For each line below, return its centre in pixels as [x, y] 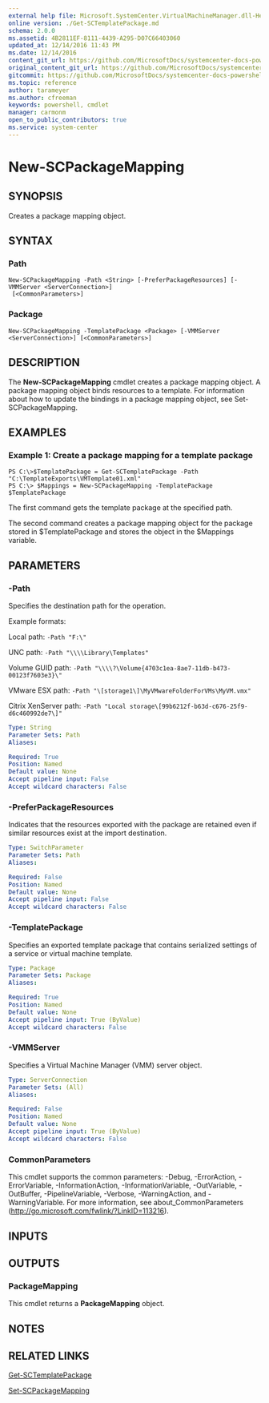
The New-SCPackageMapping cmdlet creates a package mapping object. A [134, 382]
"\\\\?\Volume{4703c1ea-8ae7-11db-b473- [163, 668]
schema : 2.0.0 [32, 30]
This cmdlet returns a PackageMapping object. [86, 1304]
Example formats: [37, 621]
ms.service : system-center [53, 127]
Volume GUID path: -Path [50, 667]
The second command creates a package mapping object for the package [131, 523]
